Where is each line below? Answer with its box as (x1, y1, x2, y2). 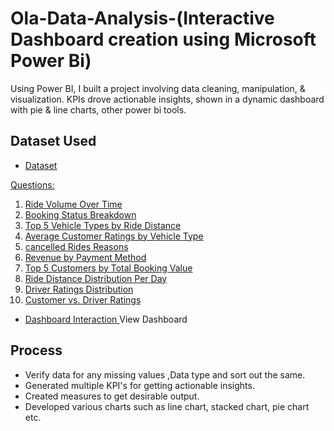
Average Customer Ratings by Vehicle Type (24, 230, 204, 242)
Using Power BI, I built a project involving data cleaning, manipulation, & (10, 82, 306, 94)
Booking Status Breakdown (24, 208, 137, 221)
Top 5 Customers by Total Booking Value (24, 262, 193, 274)
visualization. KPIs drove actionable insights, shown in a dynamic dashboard (10, 93, 325, 105)
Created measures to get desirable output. (24, 390, 200, 402)
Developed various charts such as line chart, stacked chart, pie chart (24, 400, 310, 412)
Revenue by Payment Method (24, 251, 147, 263)
